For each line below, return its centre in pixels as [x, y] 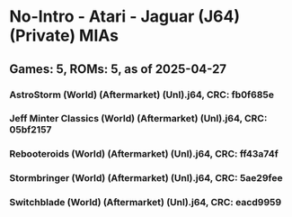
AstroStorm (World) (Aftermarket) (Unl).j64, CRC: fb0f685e [142, 95]
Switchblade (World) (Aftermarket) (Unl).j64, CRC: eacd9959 [146, 203]
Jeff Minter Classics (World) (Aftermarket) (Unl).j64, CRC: [138, 119]
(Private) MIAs [64, 36]
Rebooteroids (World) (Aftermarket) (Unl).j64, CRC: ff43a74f [144, 154]
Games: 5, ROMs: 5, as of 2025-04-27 [118, 69]
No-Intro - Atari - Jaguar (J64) [125, 17]
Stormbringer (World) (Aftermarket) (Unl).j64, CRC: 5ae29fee [146, 178]
